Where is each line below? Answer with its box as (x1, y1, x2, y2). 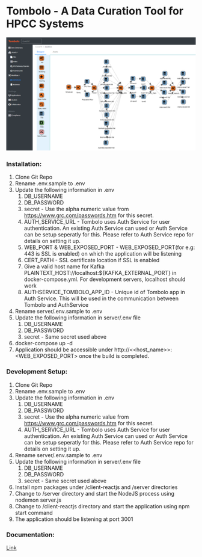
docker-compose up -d (14, 340, 73, 347)
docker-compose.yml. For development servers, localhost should (23, 275, 186, 283)
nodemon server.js (14, 496, 62, 503)
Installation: (6, 160, 42, 168)
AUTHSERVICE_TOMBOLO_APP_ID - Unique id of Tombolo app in (23, 289, 185, 296)
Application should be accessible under (14, 346, 113, 353)
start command (14, 509, 53, 516)
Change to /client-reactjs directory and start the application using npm (14, 502, 190, 509)
